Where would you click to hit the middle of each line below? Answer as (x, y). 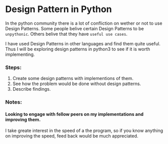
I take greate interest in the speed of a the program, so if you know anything (84, 131)
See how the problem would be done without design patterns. (77, 84)
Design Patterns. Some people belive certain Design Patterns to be (75, 28)
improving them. (23, 119)
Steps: (13, 67)
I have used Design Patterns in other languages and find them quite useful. (83, 43)
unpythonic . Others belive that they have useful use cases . (66, 34)
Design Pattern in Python (59, 9)
